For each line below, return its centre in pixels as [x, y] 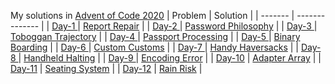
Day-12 [137, 68]
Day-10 [230, 58]
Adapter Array [281, 58]
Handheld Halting [59, 58]
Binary [287, 36]
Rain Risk [177, 68]
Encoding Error [172, 58]
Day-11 [24, 68]
